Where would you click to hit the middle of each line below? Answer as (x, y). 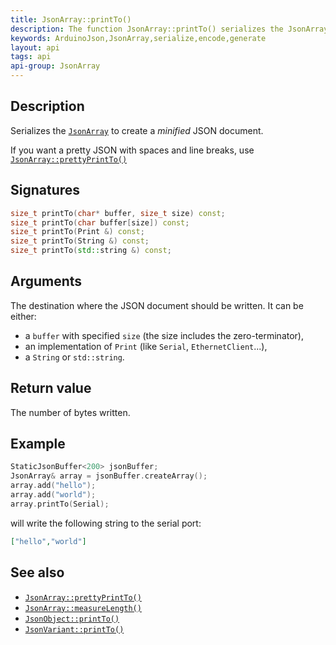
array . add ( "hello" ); (53, 486)
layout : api (35, 47)
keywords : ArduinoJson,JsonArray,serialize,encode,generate (138, 38)
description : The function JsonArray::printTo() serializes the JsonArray (169, 29)
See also (37, 572)
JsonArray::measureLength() (83, 608)
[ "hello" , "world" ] (48, 541)
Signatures (45, 190)
